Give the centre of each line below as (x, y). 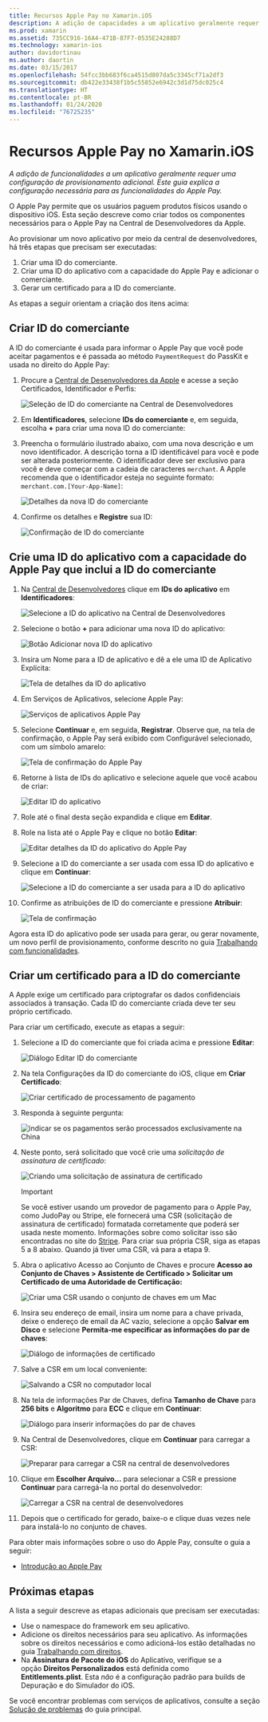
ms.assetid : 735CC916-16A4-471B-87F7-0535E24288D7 (95, 38)
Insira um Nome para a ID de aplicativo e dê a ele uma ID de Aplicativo (136, 659)
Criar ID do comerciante (69, 328)
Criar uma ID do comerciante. (69, 262)
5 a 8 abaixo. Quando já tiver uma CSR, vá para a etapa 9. (115, 1250)
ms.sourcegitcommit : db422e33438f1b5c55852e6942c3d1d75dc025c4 (116, 82)
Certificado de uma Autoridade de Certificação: (101, 1282)
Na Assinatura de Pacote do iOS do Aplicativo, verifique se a (121, 1660)
